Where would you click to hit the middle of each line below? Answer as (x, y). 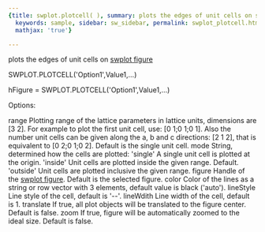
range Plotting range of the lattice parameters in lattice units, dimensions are (132, 121)
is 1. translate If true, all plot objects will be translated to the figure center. (127, 204)
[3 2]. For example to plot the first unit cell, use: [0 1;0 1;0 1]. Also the (119, 129)
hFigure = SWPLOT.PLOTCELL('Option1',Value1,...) (89, 90)
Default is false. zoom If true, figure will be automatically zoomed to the (124, 213)
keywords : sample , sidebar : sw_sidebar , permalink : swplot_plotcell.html (139, 23)
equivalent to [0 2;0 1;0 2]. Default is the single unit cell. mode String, (121, 146)
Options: (22, 105)
